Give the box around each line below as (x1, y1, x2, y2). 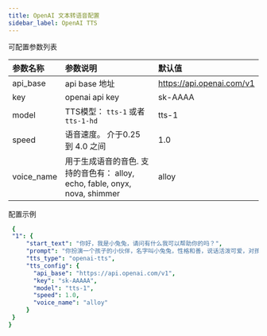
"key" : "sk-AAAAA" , (33, 276, 98, 284)
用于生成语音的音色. (64, 156, 139, 167)
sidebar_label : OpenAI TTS (8, 19, 98, 27)
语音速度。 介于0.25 (64, 129, 141, 140)
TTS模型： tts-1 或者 (64, 106, 145, 117)
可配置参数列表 (8, 41, 57, 52)
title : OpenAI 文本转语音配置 (8, 11, 100, 20)
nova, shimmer (64, 187, 121, 199)
